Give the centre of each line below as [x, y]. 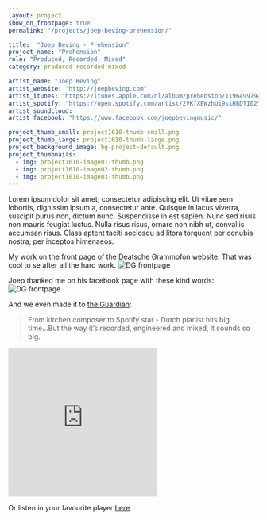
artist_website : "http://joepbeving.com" [78, 88]
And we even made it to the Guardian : [70, 304]
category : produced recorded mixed [67, 67]
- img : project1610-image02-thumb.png [80, 169]
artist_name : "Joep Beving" [55, 81]
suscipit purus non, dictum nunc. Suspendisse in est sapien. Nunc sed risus [132, 216]
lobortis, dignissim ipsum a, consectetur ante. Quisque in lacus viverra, [124, 208]
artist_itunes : [33, 96]
